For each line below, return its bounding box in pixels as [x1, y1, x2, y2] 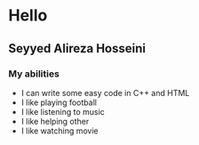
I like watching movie [20, 125, 99, 136]
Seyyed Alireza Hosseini [8, 41, 146, 56]
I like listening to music [20, 106, 106, 117]
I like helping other [20, 116, 90, 126]
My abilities [8, 68, 60, 80]
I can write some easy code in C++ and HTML [20, 87, 190, 98]
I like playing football [20, 97, 97, 108]
